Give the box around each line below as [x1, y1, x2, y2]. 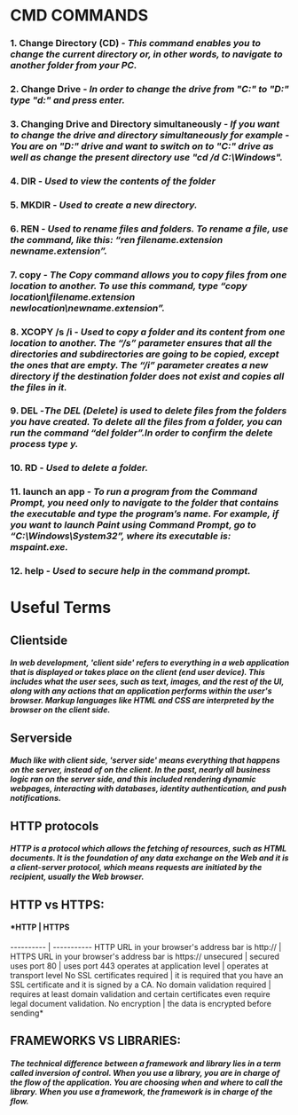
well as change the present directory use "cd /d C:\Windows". [10, 151, 283, 163]
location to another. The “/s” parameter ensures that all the [10, 336, 273, 349]
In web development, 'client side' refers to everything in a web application [10, 657, 290, 668]
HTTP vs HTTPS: [10, 897, 105, 912]
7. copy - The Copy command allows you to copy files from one [10, 268, 287, 280]
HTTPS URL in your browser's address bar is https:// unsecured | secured [10, 951, 280, 962]
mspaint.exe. [10, 541, 69, 554]
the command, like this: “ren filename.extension [10, 233, 223, 246]
